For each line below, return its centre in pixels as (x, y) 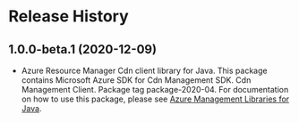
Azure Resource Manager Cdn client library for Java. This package (144, 70)
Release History (68, 16)
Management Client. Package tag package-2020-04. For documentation (155, 89)
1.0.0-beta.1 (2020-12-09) (83, 49)
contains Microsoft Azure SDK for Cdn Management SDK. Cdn (136, 80)
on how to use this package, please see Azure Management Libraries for (155, 99)
